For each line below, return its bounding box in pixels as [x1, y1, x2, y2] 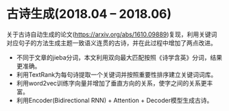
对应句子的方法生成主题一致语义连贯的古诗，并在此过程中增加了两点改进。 [6, 38, 217, 47]
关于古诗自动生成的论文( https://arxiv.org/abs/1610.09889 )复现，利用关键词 [6, 30, 217, 38]
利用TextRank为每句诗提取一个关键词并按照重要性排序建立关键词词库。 [16, 70, 217, 79]
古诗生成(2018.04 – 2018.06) [6, 6, 172, 22]
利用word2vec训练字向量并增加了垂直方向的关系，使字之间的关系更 [16, 79, 207, 87]
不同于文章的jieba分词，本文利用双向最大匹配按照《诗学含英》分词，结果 [16, 53, 223, 62]
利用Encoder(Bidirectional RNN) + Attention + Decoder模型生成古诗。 [16, 96, 213, 104]
